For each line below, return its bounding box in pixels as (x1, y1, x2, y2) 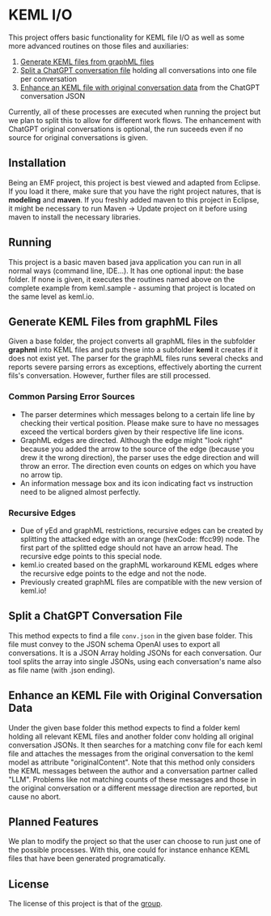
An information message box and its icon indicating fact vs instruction (19, 478, 253, 488)
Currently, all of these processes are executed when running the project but (8, 107, 261, 117)
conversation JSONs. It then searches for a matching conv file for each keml (8, 739, 263, 750)
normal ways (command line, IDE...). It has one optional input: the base (8, 266, 244, 275)
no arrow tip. (19, 470, 63, 479)
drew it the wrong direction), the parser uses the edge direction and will (19, 452, 260, 462)
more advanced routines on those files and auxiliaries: (8, 40, 188, 50)
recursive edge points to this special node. (19, 551, 163, 560)
